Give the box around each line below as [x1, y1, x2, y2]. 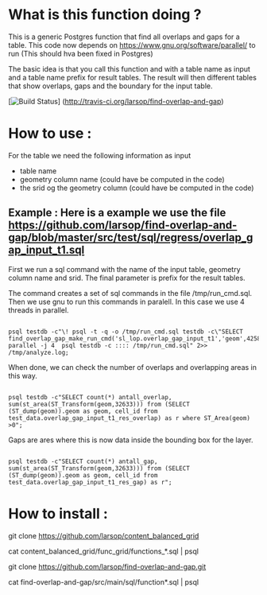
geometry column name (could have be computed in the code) [19, 174, 225, 184]
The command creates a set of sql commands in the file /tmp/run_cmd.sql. [8, 288, 253, 297]
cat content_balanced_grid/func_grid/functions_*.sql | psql [8, 546, 199, 556]
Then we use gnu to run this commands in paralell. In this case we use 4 [8, 297, 245, 306]
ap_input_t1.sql [8, 243, 85, 257]
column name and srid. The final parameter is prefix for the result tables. [8, 273, 246, 282]
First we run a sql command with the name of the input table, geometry [8, 264, 241, 274]
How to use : [8, 125, 92, 142]
